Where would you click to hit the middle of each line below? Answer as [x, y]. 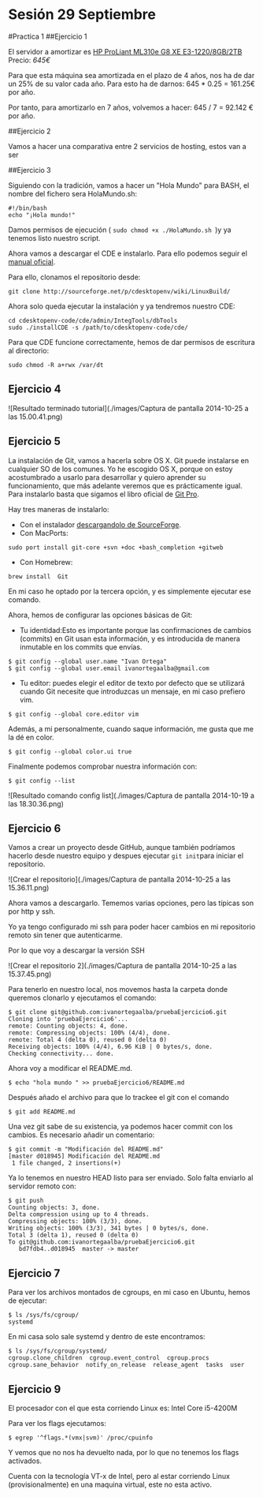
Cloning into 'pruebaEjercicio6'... [68, 1020]
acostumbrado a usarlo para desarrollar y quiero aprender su [107, 477]
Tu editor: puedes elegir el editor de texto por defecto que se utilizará [132, 683]
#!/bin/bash [28, 208]
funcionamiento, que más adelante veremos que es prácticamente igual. [125, 485]
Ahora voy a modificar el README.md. [70, 1068]
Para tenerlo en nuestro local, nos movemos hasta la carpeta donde [118, 990]
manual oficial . [32, 261]
